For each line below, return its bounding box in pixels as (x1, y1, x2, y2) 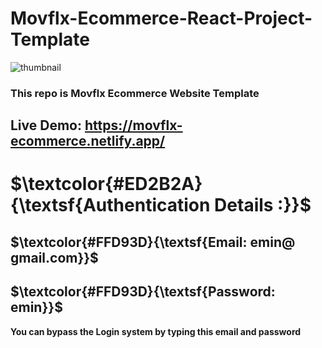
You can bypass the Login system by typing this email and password (10, 325, 302, 337)
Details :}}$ (214, 194, 312, 217)
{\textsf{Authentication (10, 194, 211, 217)
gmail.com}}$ (10, 249, 99, 266)
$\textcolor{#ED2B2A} (10, 173, 203, 196)
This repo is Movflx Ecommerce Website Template (10, 86, 260, 100)
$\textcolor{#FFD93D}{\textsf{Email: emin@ (10, 233, 296, 251)
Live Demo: (10, 117, 82, 134)
